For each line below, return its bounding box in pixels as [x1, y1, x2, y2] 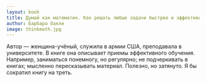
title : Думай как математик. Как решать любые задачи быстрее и [6, 15, 174, 21]
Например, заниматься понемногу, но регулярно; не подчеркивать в [6, 56, 188, 63]
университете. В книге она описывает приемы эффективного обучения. [6, 50, 195, 57]
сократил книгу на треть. [6, 69, 72, 76]
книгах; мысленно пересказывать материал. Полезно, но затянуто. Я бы [6, 62, 197, 70]
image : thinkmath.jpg [6, 26, 62, 32]
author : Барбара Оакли [6, 20, 64, 26]
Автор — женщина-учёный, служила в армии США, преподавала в [6, 43, 182, 50]
